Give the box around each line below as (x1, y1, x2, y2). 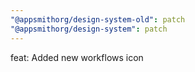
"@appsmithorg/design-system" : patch (10, 24, 168, 34)
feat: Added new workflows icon (10, 51, 144, 63)
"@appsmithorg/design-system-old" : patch (10, 14, 186, 25)
